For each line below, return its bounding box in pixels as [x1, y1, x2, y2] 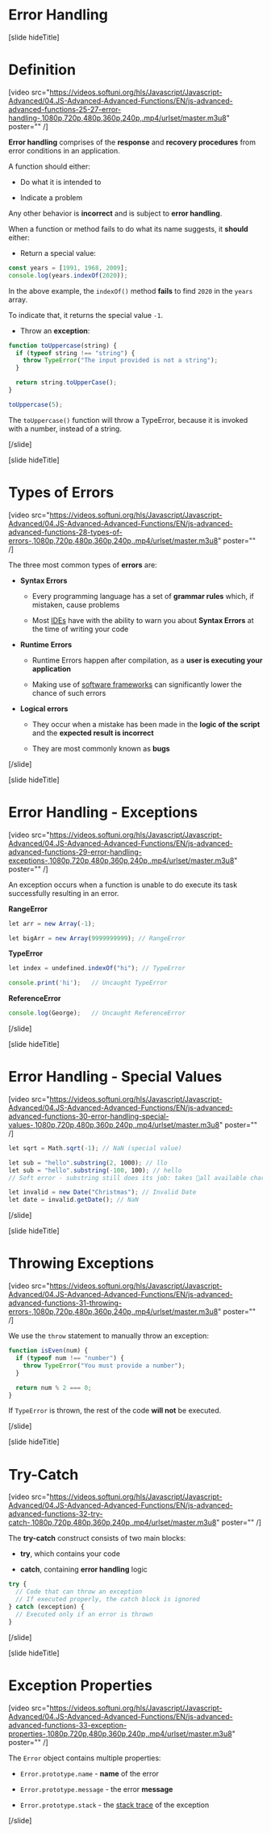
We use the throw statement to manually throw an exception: [8, 1331, 210, 1341]
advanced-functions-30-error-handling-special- [8, 1111, 169, 1121]
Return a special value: [19, 248, 97, 257]
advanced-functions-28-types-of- [8, 527, 123, 537]
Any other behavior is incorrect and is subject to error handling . [8, 208, 223, 218]
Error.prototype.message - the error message [19, 1784, 173, 1793]
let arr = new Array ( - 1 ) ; [8, 919, 95, 927]
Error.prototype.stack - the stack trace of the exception [19, 1800, 210, 1810]
